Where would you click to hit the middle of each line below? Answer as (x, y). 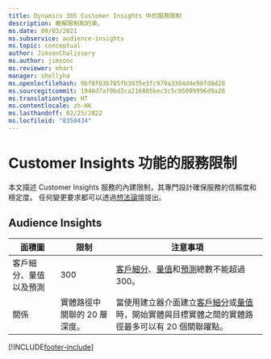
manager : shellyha (39, 76)
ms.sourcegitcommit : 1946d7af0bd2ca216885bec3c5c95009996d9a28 (117, 91)
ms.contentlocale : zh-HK (50, 106)
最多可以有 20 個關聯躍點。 (176, 326)
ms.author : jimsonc (41, 61)
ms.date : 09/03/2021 (43, 31)
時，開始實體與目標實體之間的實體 (181, 314)
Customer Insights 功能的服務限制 (123, 163)
